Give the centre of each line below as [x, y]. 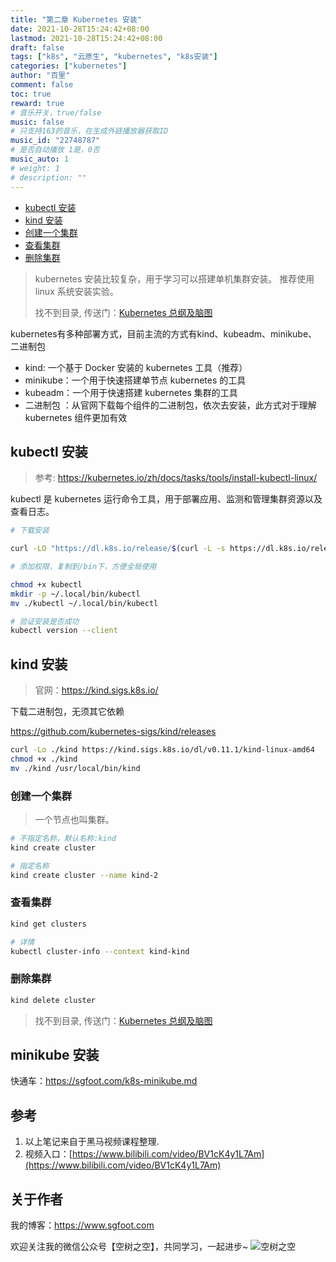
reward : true [37, 103]
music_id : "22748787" [55, 141]
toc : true [31, 94]
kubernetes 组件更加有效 [76, 417]
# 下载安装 [30, 531]
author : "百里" [40, 76]
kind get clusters [48, 924]
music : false [37, 122]
